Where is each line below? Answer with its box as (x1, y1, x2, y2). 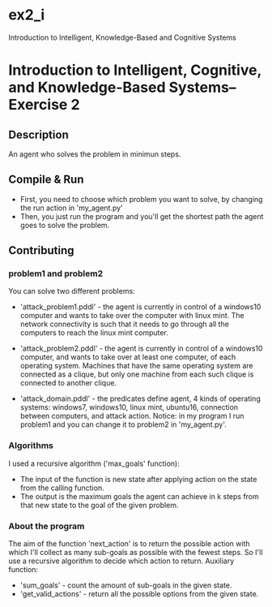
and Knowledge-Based (8, 79, 166, 97)
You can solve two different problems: (8, 286, 135, 296)
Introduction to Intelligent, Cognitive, (8, 61, 261, 80)
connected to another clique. (19, 378, 117, 388)
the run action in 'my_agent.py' (19, 203, 123, 213)
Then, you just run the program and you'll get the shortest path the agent (19, 211, 264, 221)
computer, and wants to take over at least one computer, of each (19, 352, 236, 362)
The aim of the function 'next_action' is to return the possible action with (8, 539, 251, 549)
